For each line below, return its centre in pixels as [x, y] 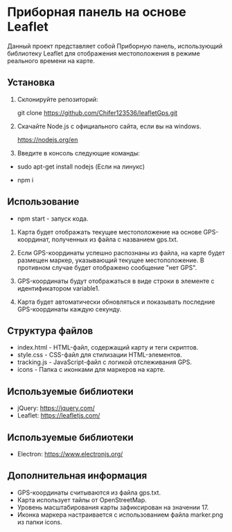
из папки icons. [39, 522]
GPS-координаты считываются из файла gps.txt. [89, 492]
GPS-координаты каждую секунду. [69, 309]
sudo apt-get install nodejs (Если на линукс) [81, 166]
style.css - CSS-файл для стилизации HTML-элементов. [99, 355]
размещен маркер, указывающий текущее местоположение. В [110, 260]
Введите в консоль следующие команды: [78, 153]
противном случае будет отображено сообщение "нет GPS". [107, 267]
